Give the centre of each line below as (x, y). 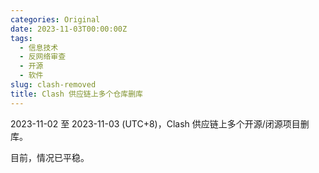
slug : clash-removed (53, 85)
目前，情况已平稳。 (50, 157)
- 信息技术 (39, 47)
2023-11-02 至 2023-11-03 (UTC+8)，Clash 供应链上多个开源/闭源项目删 (160, 123)
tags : (21, 38)
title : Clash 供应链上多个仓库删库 (76, 94)
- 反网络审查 (43, 57)
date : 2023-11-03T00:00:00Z (69, 29)
